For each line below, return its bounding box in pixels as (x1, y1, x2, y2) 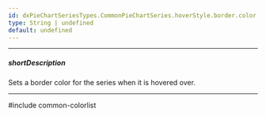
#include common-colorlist (8, 100, 97, 110)
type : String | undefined (8, 19, 93, 27)
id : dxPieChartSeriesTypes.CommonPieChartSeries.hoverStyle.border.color (8, 11, 257, 20)
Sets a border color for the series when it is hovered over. (8, 78, 196, 88)
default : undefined (8, 26, 73, 34)
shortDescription (8, 58, 66, 67)
